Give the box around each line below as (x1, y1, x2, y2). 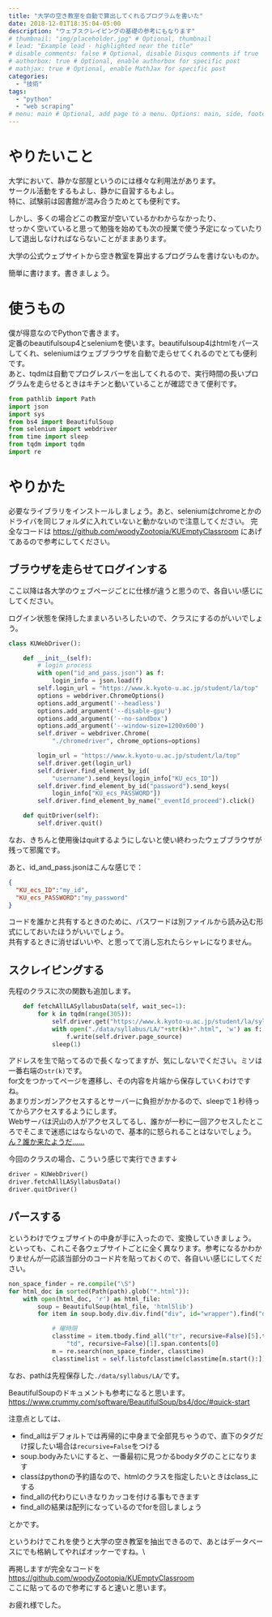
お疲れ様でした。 (8, 1600, 66, 1610)
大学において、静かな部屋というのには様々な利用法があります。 (8, 175, 220, 185)
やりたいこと (8, 148, 95, 166)
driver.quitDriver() (8, 1186, 79, 1194)
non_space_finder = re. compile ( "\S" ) (8, 1279, 136, 1287)
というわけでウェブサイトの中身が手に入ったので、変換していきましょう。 (8, 1233, 257, 1243)
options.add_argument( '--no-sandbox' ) (37, 714, 168, 722)
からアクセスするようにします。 (15, 1106, 121, 1116)
